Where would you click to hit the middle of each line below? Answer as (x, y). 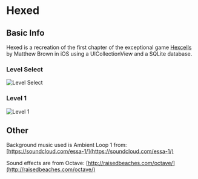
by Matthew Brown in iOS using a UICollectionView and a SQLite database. (99, 54)
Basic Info (25, 33)
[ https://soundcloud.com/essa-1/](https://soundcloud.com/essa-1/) (90, 151)
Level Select (25, 69)
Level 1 (17, 99)
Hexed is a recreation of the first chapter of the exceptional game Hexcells (99, 47)
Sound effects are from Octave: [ (47, 163)
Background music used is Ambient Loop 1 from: (67, 145)
